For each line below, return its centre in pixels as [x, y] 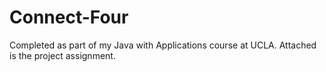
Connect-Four [69, 17]
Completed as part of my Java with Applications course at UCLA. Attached [163, 45]
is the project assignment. [62, 55]
